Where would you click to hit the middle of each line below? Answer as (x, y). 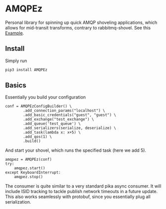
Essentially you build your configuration (45, 97)
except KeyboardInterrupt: (33, 173)
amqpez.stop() (28, 177)
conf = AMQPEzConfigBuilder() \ (38, 106)
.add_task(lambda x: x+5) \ (52, 132)
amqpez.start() (30, 168)
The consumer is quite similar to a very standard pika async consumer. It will (83, 186)
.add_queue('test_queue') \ (52, 124)
